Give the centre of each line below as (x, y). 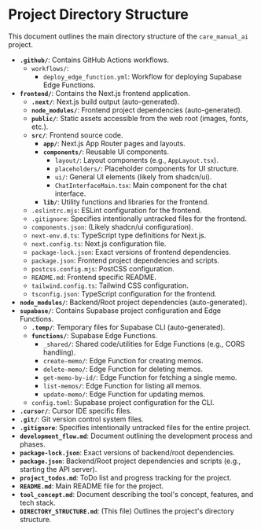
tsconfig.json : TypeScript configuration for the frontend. (124, 293)
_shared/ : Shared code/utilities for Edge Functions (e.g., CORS (144, 344)
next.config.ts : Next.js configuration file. (99, 243)
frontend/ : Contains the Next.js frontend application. (105, 93)
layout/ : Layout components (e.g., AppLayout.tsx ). (136, 160)
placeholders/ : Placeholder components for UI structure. (147, 168)
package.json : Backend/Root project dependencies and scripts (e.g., (130, 461)
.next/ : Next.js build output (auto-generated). (105, 101)
